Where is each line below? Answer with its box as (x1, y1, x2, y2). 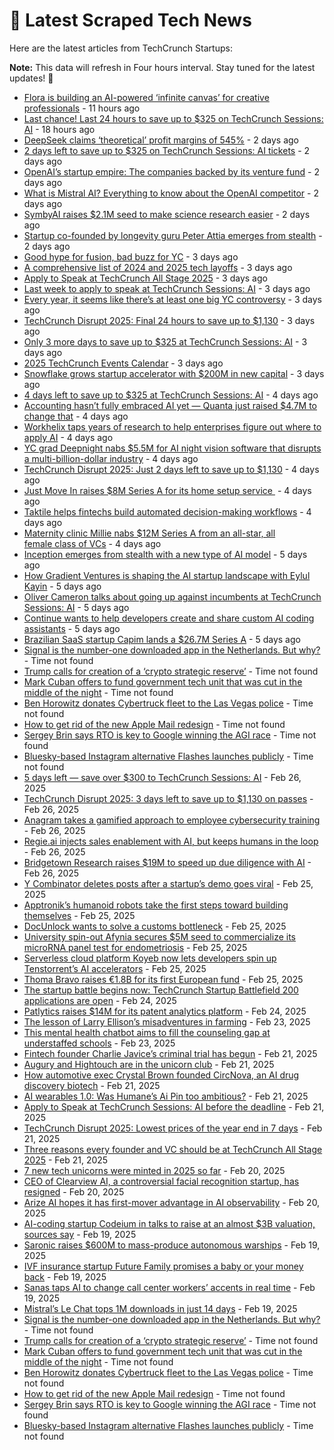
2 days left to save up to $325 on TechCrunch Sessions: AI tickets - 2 (23, 144, 311, 156)
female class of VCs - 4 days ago (23, 537, 162, 549)
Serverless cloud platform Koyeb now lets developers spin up (23, 952, 277, 964)
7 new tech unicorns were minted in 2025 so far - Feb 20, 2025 (23, 1164, 286, 1176)
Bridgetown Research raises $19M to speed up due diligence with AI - (23, 856, 312, 868)
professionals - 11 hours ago (23, 102, 141, 114)
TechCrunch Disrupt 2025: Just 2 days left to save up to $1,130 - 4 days (23, 463, 320, 475)
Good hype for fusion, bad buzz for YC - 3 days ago (23, 250, 239, 263)
